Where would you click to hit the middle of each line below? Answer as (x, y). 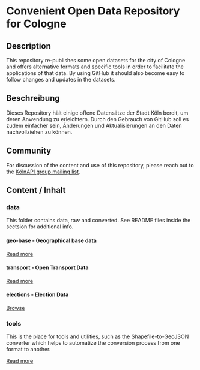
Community (29, 151)
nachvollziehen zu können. (39, 132)
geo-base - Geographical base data (52, 240)
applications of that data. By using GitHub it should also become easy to (95, 73)
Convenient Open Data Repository (93, 11)
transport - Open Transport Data (47, 267)
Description (29, 46)
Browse (16, 308)
